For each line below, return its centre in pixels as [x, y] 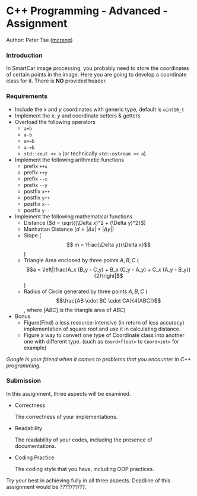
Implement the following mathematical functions [74, 216]
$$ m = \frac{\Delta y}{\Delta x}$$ [109, 244]
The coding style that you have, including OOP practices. [84, 469]
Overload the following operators [55, 122]
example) [35, 348]
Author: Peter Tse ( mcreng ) [39, 40]
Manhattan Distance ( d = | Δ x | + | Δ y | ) [69, 229]
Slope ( [32, 235]
